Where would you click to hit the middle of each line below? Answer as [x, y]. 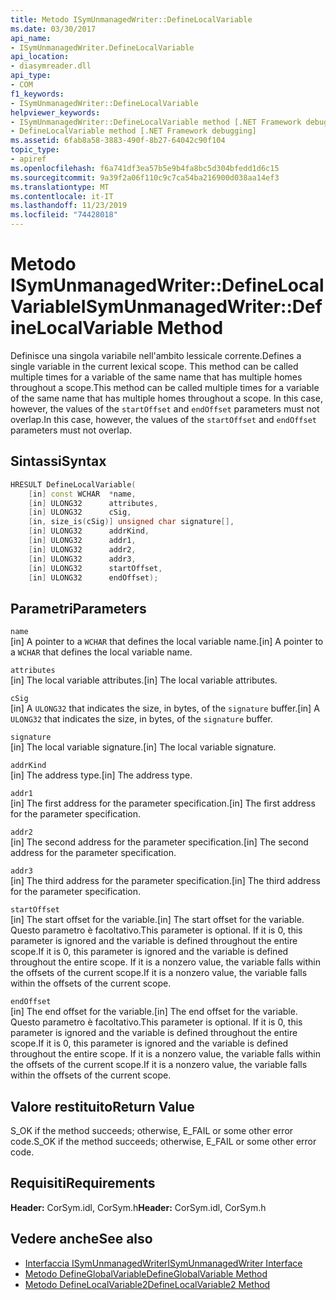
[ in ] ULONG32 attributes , [93, 503]
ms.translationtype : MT [60, 187]
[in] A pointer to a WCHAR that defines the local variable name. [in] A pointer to [167, 642]
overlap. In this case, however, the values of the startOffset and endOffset [163, 419]
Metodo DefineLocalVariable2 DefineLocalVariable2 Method [147, 1284]
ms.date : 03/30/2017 [53, 29]
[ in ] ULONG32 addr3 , [82, 559]
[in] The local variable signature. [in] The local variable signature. [143, 747]
